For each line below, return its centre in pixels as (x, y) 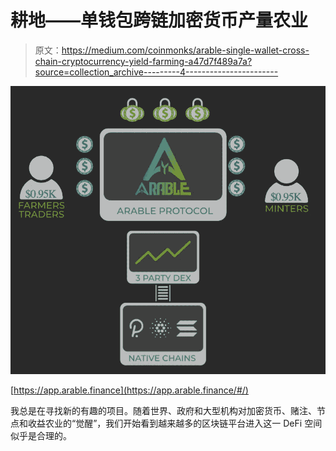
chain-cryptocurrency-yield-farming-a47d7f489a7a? (143, 61)
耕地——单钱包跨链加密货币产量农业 (159, 20)
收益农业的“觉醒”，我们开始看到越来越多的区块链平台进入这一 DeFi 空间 (175, 423)
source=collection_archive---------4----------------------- (156, 72)
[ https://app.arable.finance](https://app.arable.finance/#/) (129, 390)
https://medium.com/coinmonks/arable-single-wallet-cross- (185, 50)
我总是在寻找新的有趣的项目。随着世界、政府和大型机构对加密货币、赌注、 (163, 411)
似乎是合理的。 (41, 436)
